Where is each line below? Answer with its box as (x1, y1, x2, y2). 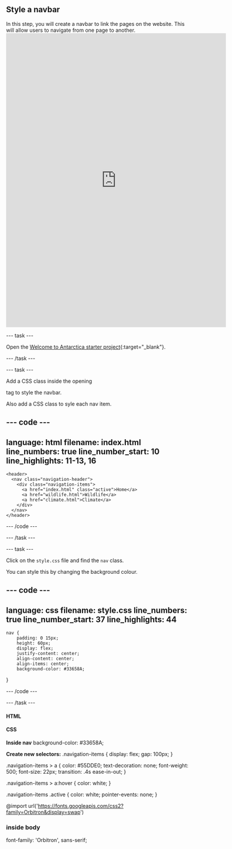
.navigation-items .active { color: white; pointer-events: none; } (6, 791, 158, 798)
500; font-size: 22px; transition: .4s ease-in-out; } (6, 768, 127, 776)
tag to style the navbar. (6, 389, 62, 396)
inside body (6, 823, 40, 831)
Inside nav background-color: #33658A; (6, 739, 104, 746)
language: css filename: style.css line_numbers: (6, 605, 187, 615)
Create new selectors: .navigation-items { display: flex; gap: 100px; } (6, 751, 173, 758)
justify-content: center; (16, 651, 80, 657)
